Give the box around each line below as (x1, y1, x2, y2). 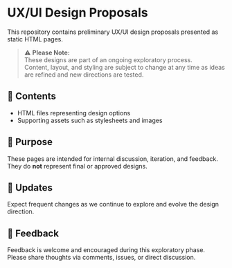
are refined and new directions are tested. (24, 70, 144, 79)
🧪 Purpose (7, 136, 53, 148)
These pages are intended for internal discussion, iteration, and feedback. (7, 154, 218, 163)
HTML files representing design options (17, 108, 131, 117)
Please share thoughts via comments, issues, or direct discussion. (7, 253, 196, 262)
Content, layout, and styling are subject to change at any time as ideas (24, 63, 225, 71)
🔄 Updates (7, 182, 53, 193)
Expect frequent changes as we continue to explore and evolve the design (7, 200, 220, 209)
